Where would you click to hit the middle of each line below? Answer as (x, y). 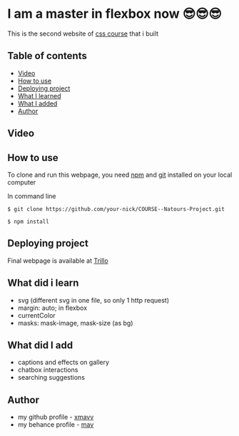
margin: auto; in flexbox (52, 308)
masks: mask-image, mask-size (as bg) (75, 323)
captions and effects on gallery (63, 363)
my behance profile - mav (56, 425)
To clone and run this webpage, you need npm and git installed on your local (120, 175)
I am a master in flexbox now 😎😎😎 (115, 14)
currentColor (36, 315)
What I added (37, 103)
